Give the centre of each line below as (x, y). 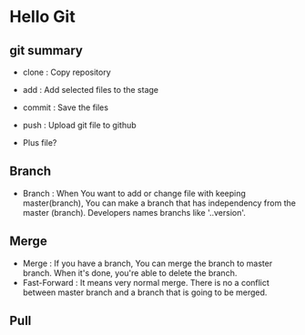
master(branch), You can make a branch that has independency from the (159, 203)
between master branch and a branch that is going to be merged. (145, 292)
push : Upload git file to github (79, 125)
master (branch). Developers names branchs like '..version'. (134, 212)
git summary (46, 51)
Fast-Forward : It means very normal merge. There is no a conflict (146, 282)
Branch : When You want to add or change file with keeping (134, 193)
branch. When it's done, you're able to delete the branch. (130, 273)
